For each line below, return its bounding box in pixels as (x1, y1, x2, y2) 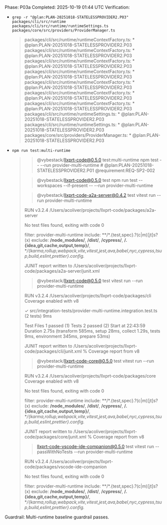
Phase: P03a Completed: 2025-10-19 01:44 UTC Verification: (4, 4, 130, 10)
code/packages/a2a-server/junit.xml (24, 268, 100, 274)
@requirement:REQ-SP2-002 (95, 167, 155, 173)
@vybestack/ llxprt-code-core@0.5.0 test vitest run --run (36, 358, 154, 364)
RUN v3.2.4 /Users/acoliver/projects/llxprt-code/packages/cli (24, 293, 151, 299)
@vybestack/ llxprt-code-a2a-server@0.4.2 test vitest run (36, 192, 156, 198)
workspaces (36, 182, 62, 188)
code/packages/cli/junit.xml (24, 348, 82, 354)
